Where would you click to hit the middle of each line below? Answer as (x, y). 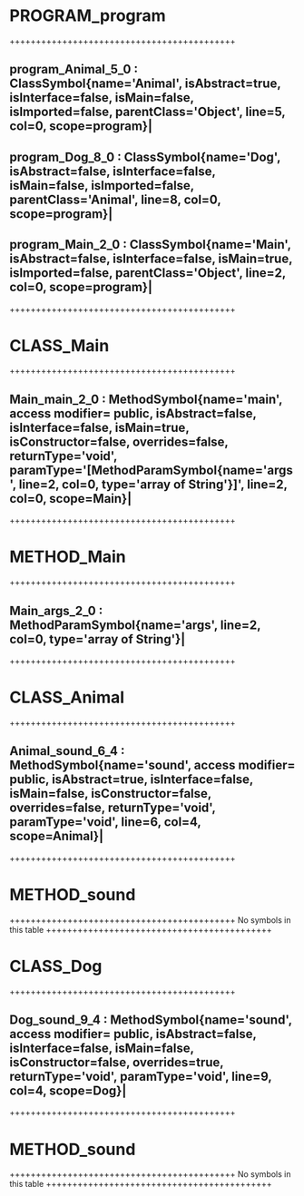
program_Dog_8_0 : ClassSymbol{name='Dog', (145, 157)
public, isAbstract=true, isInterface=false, (132, 780)
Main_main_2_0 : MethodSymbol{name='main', (146, 399)
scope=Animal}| (57, 836)
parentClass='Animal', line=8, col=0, (115, 199)
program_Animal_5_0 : (74, 69)
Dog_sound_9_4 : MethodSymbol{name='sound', (151, 1020)
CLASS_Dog (56, 966)
